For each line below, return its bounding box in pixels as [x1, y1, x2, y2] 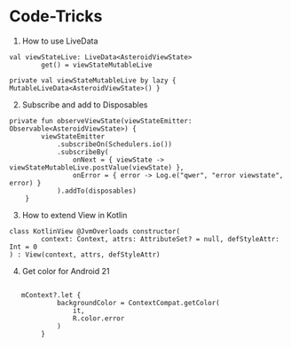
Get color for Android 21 [21, 265, 110, 276]
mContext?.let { [20, 290, 82, 299]
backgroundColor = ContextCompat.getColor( [56, 298, 220, 307]
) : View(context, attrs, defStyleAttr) [9, 250, 161, 259]
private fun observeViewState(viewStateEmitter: [9, 116, 193, 125]
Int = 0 [9, 242, 38, 251]
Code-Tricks [9, 6, 103, 27]
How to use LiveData [21, 35, 98, 46]
